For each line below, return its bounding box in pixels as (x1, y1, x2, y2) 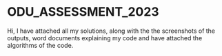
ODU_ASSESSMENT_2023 (7, 4, 160, 20)
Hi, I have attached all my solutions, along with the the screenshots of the (7, 27, 216, 35)
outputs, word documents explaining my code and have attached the (7, 33, 203, 42)
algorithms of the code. (7, 41, 74, 49)
